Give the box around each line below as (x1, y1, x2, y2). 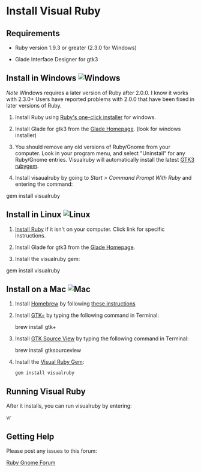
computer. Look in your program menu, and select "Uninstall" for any (14, 149, 185, 157)
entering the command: (14, 180, 73, 188)
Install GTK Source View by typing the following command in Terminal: (14, 335, 189, 342)
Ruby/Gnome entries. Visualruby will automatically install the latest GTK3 (14, 156, 195, 163)
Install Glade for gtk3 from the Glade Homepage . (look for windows (14, 125, 181, 132)
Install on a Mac (6, 284, 67, 295)
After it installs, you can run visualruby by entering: (6, 402, 132, 409)
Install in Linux (6, 209, 62, 220)
